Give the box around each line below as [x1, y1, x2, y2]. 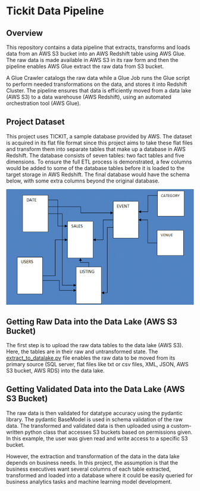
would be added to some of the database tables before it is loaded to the [6, 164, 185, 171]
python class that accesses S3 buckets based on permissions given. [24, 428, 193, 436]
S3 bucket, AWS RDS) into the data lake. [6, 367, 105, 374]
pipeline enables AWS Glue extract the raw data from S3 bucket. [6, 63, 164, 70]
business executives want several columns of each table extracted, [6, 465, 171, 473]
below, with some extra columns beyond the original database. [6, 177, 160, 184]
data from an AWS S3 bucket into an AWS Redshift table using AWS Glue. [6, 50, 186, 57]
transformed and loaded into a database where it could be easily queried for [6, 471, 193, 478]
